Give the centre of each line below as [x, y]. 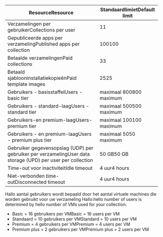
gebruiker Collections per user [41, 30]
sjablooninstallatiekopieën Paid [42, 78]
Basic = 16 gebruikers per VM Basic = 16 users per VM [66, 214]
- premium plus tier [30, 140]
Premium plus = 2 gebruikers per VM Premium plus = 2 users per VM [81, 229]
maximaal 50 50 [117, 134]
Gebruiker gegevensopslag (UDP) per [50, 148]
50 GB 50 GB [114, 154]
